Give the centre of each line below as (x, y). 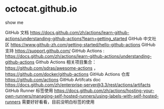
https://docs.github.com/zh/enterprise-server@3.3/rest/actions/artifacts (78, 85)
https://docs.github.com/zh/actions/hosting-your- (104, 91)
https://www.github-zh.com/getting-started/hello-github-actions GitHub (83, 44)
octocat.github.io (41, 9)
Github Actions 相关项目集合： (66, 62)
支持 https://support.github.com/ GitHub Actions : (55, 51)
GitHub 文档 (17, 32)
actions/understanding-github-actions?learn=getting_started (66, 38)
